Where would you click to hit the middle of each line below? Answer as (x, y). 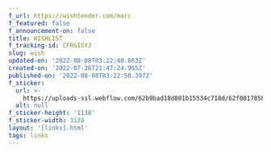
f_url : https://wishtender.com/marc (70, 16)
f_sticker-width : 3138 (46, 121)
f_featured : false (39, 23)
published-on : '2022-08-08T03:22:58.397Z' (81, 76)
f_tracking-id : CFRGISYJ (50, 46)
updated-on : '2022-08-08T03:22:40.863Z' (77, 61)
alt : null (32, 105)
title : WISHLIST (35, 38)
